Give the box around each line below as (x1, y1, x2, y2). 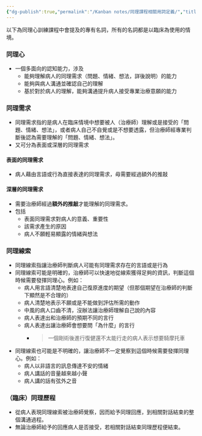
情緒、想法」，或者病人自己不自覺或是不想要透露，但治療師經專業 (25, 126, 186, 134)
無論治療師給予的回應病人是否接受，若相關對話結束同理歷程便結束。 (14, 423, 184, 431)
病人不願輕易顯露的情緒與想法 (23, 230, 98, 238)
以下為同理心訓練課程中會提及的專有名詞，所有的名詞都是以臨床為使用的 (6, 26, 185, 33)
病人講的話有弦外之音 (23, 377, 77, 384)
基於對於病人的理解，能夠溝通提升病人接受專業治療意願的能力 (23, 87, 177, 94)
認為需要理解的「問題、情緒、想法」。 (25, 134, 118, 141)
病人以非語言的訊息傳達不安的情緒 (23, 362, 109, 369)
